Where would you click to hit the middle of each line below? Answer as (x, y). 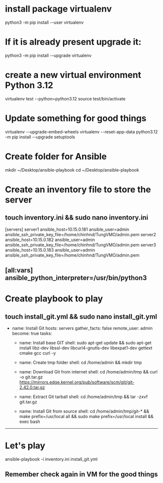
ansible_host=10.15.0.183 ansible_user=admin (50, 250)
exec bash (30, 422)
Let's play (25, 446)
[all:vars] (19, 270)
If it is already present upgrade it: (73, 42)
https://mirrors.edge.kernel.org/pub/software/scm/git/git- (77, 382)
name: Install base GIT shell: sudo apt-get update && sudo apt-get (85, 343)
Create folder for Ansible (56, 156)
